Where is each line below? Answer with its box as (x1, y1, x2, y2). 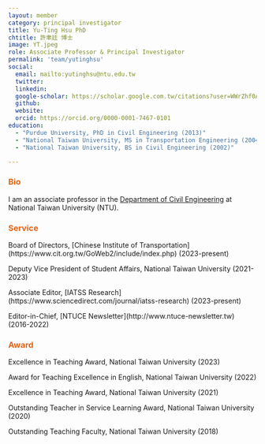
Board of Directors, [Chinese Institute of (8, 240, 138, 249)
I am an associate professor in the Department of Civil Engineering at (8, 194, 233, 203)
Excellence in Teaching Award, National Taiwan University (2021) (8, 388, 219, 397)
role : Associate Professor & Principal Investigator (8, 48, 185, 56)
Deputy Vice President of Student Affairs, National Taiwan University (8, 263, 231, 273)
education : (8, 121, 44, 129)
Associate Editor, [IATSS (8, 287, 87, 297)
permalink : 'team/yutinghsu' (8, 56, 104, 64)
